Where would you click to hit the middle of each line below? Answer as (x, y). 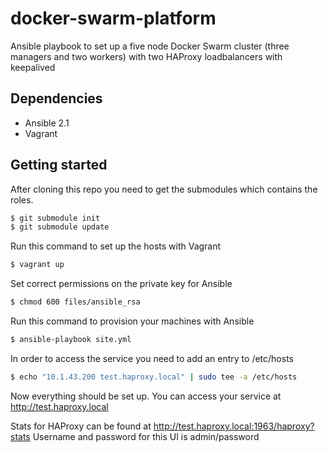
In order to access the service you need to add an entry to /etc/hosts (152, 358)
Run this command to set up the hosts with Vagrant (116, 246)
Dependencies (56, 98)
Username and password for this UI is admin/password (146, 436)
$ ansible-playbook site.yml (71, 340)
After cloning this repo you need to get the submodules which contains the (164, 189)
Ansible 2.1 (47, 123)
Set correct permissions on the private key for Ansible (121, 284)
